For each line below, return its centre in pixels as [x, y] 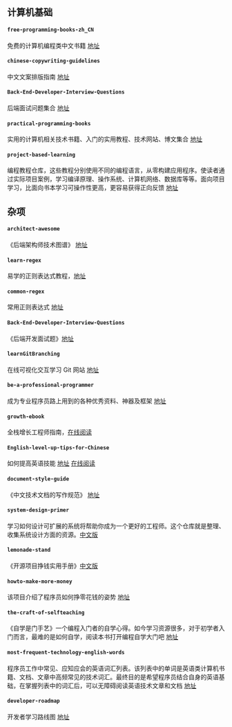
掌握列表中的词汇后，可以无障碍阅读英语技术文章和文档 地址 [111, 685]
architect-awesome [33, 229]
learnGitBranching [33, 354]
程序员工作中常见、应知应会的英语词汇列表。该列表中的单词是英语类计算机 [113, 668]
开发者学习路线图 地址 [38, 717]
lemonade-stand [29, 550]
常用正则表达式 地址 [35, 307]
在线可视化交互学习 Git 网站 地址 [53, 370]
